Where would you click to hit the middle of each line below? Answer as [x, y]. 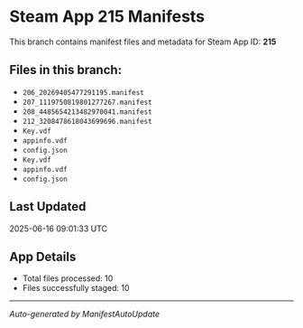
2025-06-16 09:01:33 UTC [59, 229]
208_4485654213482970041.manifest [87, 112]
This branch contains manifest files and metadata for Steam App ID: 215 [143, 42]
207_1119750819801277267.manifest [87, 102]
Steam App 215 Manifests [107, 17]
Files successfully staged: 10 [76, 288]
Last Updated [48, 206]
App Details [43, 256]
